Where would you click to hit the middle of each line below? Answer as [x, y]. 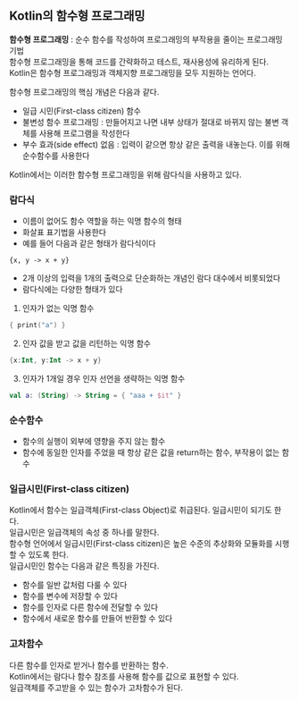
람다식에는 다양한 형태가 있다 [72, 290]
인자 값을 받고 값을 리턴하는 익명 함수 [87, 343]
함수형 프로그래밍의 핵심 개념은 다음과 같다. [84, 91]
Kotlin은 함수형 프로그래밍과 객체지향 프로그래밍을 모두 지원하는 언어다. [133, 72]
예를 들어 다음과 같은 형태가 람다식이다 [89, 243]
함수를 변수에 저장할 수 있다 [70, 596]
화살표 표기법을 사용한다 [64, 232]
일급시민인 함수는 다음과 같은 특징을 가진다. [84, 566]
